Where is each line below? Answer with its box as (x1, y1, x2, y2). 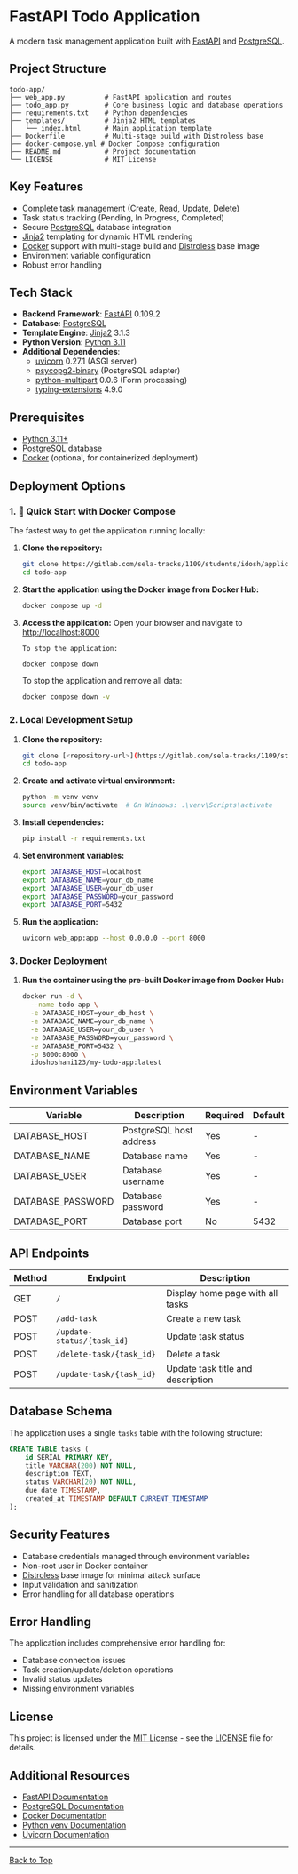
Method (13, 1271, 48, 1284)
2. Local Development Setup (9, 714, 133, 726)
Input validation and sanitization (21, 1579, 139, 1590)
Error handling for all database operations (21, 1589, 175, 1599)
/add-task (56, 1313, 98, 1324)
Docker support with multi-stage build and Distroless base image (21, 240, 260, 251)
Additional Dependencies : (21, 347, 121, 357)
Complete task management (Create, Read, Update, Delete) (21, 203, 240, 213)
